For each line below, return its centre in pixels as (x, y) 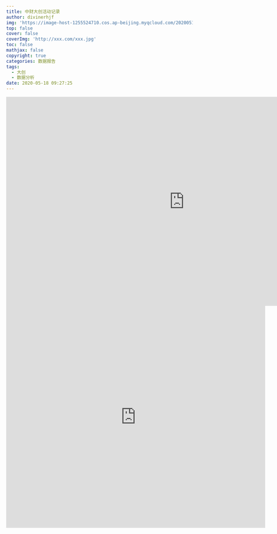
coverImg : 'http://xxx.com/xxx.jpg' (51, 39)
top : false (20, 28)
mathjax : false (25, 50)
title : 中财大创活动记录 (33, 12)
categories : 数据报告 (31, 61)
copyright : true (26, 56)
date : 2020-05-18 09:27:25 (39, 83)
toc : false (20, 45)
